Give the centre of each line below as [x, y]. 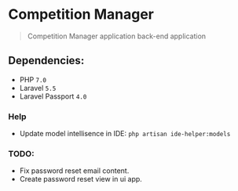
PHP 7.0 [33, 79]
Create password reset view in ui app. [81, 179]
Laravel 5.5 [38, 88]
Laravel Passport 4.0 [53, 96]
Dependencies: [46, 61]
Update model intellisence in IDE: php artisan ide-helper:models [125, 134]
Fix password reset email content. [74, 171]
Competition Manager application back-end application [117, 36]
